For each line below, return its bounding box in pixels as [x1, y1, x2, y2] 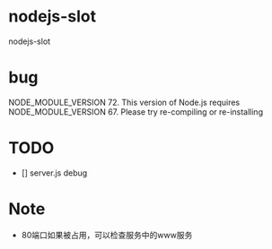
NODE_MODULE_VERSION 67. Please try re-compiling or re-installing [8, 106, 264, 117]
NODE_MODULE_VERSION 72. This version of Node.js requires [8, 97, 240, 107]
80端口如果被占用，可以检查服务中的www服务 [21, 229, 193, 240]
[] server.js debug [21, 167, 88, 178]
